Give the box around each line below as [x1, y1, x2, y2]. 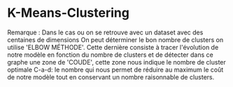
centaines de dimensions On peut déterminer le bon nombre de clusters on [7, 35, 224, 43]
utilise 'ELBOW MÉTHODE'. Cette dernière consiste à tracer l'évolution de [7, 43, 219, 51]
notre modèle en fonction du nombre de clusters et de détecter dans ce [7, 51, 213, 59]
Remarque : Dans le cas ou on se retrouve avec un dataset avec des [7, 28, 204, 36]
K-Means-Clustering [7, 5, 129, 21]
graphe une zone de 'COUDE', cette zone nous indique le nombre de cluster [7, 58, 226, 66]
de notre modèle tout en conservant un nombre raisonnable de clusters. [7, 72, 215, 81]
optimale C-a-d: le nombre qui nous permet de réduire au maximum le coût [7, 65, 224, 74]
